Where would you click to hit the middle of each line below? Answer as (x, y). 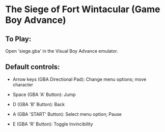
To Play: (18, 39)
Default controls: (33, 67)
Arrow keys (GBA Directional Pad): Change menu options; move (79, 79)
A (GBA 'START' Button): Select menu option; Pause (67, 114)
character (23, 84)
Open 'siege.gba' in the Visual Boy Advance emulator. (62, 51)
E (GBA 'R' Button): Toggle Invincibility (53, 124)
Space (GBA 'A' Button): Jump (44, 94)
